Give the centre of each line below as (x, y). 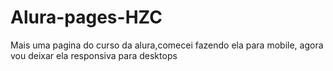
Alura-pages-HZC (86, 17)
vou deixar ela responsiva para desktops (94, 55)
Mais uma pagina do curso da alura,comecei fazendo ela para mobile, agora (167, 45)
